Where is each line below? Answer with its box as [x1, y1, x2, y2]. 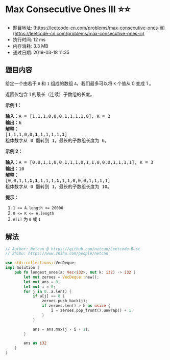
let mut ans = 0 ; [23, 279, 60, 284]
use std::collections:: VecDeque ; [5, 260, 77, 266]
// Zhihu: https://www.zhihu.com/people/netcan [5, 251, 109, 256]
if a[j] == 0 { [32, 293, 65, 299]
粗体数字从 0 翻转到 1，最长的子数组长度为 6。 [5, 137, 109, 143]
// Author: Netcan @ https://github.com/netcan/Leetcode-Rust [5, 246, 140, 251]
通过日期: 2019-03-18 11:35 [12, 49, 70, 55]
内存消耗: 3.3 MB [12, 43, 48, 49]
